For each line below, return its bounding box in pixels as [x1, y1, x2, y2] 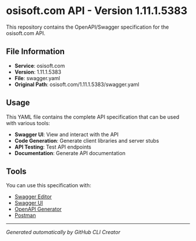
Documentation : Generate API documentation [14, 149, 125, 156]
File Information [6, 47, 65, 57]
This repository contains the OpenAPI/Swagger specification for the [6, 23, 169, 30]
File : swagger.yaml [14, 74, 60, 81]
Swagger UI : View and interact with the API [14, 130, 119, 138]
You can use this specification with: [6, 182, 92, 189]
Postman [14, 212, 36, 219]
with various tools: [6, 119, 51, 126]
